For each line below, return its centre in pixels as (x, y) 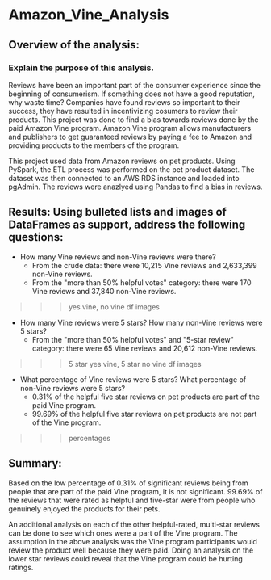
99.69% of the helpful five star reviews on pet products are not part (144, 414)
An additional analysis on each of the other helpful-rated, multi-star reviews (134, 524)
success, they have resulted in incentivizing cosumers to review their (123, 111)
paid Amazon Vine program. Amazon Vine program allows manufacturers (130, 128)
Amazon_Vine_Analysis (89, 15)
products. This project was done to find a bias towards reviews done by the (134, 120)
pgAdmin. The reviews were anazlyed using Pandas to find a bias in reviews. (135, 187)
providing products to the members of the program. (94, 145)
